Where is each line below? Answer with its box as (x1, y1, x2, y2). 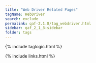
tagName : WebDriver (5, 12, 45, 17)
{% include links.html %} (5, 53, 55, 59)
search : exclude (5, 16, 38, 21)
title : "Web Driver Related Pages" (5, 7, 78, 12)
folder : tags (5, 30, 32, 35)
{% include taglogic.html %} (5, 44, 63, 49)
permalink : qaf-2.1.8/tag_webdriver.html (5, 21, 92, 26)
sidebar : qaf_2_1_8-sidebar (5, 26, 63, 31)
